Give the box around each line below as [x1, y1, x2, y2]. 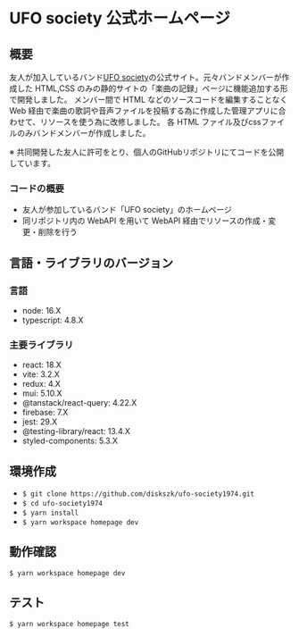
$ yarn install [21, 508, 79, 518]
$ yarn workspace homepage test [9, 619, 129, 628]
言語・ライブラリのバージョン [9, 256, 174, 271]
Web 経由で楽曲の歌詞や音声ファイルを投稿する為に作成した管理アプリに [9, 105, 278, 116]
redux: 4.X [21, 379, 61, 390]
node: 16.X [21, 305, 62, 315]
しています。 [9, 158, 56, 168]
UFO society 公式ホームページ [9, 8, 230, 29]
